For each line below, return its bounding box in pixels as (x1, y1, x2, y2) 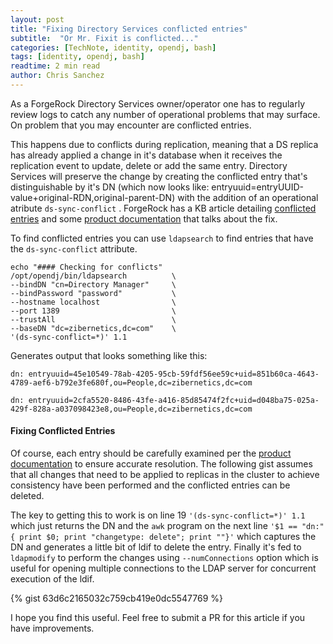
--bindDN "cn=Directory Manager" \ (10, 279, 177, 290)
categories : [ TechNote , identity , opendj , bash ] (10, 42, 217, 53)
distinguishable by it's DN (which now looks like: (10, 181, 210, 193)
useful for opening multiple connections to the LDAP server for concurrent (10, 562, 317, 575)
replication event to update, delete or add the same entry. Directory (10, 159, 288, 171)
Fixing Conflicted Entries (10, 425, 116, 437)
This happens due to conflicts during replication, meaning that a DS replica (10, 138, 319, 150)
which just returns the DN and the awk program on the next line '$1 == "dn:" (10, 520, 325, 532)
